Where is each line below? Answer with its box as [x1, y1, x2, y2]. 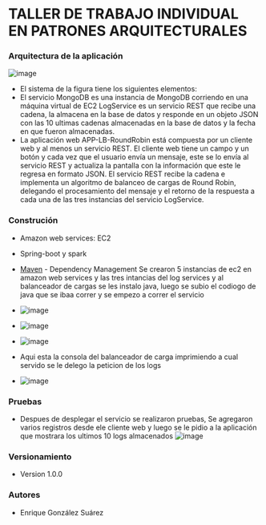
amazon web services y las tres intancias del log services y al [19, 273, 224, 282]
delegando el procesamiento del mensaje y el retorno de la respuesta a [19, 186, 255, 196]
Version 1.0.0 [19, 470, 62, 479]
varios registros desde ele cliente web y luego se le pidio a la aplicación [19, 422, 258, 433]
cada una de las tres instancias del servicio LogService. [19, 195, 204, 204]
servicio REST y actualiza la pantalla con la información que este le [19, 161, 241, 171]
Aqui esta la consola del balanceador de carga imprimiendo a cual [19, 352, 239, 361]
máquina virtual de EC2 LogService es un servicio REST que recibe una [19, 101, 256, 111]
